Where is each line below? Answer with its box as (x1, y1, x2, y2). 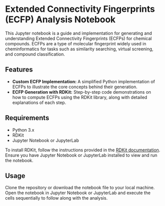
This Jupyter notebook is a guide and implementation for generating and (5, 30, 152, 36)
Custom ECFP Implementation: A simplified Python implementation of (12, 78, 155, 84)
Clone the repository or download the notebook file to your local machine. (5, 185, 155, 191)
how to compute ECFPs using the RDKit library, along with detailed (12, 94, 148, 100)
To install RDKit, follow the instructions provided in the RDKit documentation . (5, 147, 161, 153)
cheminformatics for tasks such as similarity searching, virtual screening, (5, 46, 154, 52)
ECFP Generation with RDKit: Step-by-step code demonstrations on (12, 89, 151, 95)
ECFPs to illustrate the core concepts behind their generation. (12, 84, 138, 90)
